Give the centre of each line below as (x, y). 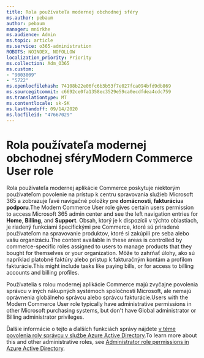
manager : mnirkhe (28, 29)
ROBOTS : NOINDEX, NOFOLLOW (41, 52)
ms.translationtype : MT (37, 97)
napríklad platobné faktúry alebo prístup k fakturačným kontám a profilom (100, 260)
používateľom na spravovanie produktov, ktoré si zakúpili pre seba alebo (98, 234)
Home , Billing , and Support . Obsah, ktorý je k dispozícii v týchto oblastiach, (102, 221)
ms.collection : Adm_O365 (38, 63)
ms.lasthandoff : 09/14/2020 (42, 109)
